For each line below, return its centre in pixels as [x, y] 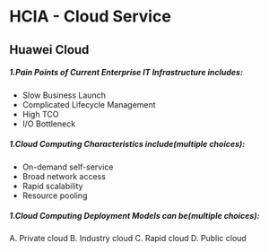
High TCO [40, 114]
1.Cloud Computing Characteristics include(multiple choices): [127, 144]
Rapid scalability [52, 186]
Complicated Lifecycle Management [89, 104]
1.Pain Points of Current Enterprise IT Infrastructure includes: [126, 73]
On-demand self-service [68, 167]
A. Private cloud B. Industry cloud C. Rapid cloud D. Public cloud [128, 239]
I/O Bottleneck [49, 124]
